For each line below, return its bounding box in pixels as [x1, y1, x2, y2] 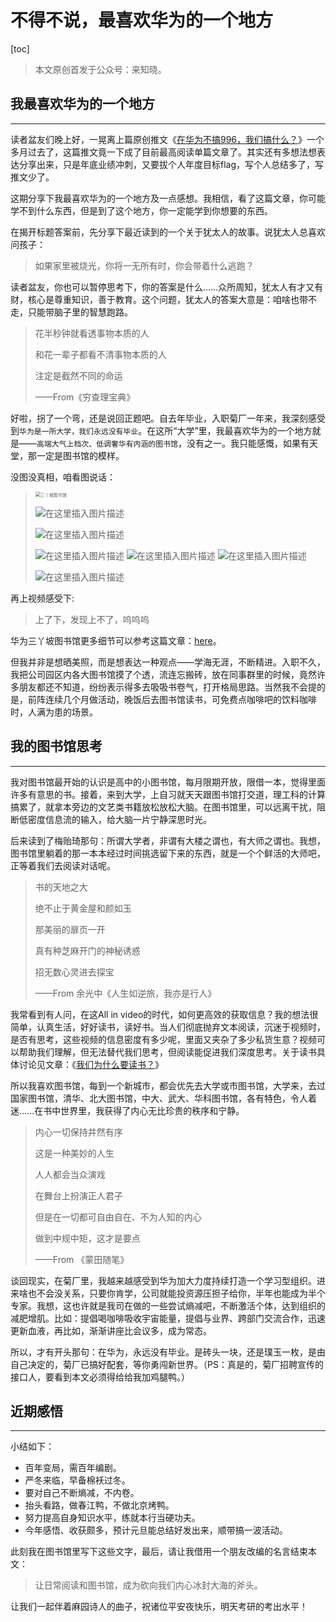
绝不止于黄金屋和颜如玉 [34, 902, 132, 914]
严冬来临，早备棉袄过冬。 [24, 1474, 131, 1486]
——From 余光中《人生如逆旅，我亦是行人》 [34, 987, 217, 999]
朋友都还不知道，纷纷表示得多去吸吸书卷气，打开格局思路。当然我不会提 [18, 681, 317, 693]
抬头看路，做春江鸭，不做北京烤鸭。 [24, 1499, 175, 1511]
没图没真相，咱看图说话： [10, 471, 116, 483]
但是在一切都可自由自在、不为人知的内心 [34, 1211, 202, 1223]
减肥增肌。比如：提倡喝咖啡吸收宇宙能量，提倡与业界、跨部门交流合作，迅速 [10, 1312, 326, 1324]
